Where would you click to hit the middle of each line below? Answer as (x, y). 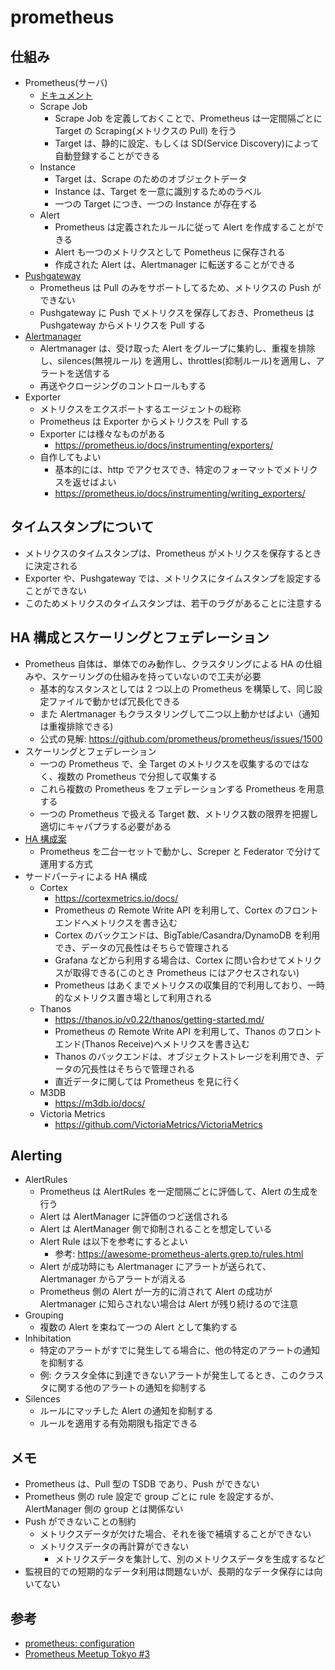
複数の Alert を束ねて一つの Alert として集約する (138, 1327)
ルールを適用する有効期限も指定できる (118, 1423)
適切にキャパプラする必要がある (105, 826)
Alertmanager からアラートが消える (113, 1279)
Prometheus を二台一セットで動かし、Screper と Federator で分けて (180, 851)
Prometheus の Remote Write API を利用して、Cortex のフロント (186, 910)
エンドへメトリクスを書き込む (116, 922)
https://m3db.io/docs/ (100, 1103)
